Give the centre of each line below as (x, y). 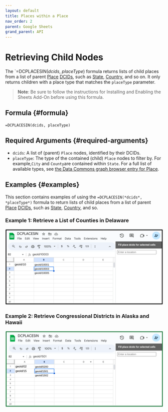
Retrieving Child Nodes (54, 57)
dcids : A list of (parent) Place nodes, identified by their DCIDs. (76, 153)
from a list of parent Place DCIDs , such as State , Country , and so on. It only (83, 77)
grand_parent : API (24, 32)
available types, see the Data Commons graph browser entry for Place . (86, 169)
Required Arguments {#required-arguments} (77, 141)
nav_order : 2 (19, 21)
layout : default (22, 11)
